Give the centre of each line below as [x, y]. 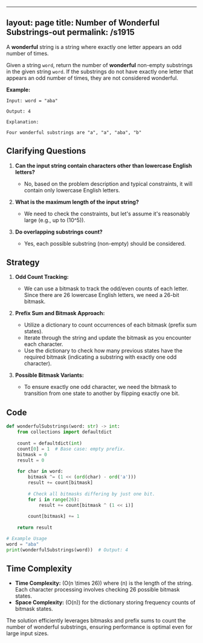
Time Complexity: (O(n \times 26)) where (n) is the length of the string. [104, 583]
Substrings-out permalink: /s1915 [70, 32]
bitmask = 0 [32, 454]
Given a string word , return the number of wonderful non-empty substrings [100, 65]
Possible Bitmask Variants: [50, 375]
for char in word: [40, 472]
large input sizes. [27, 633]
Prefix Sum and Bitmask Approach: [60, 313]
